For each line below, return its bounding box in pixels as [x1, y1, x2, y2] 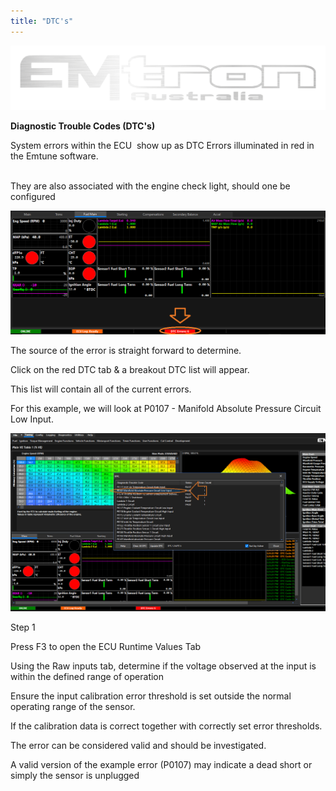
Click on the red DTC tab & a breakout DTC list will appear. [10, 363, 250, 375]
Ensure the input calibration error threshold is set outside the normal [10, 690, 292, 702]
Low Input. [10, 413, 54, 425]
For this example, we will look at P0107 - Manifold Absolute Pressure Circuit [10, 402, 322, 414]
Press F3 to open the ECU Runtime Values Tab [10, 640, 202, 652]
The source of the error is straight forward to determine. [10, 344, 242, 356]
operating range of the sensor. [10, 700, 136, 712]
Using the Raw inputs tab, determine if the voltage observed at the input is [10, 660, 317, 672]
